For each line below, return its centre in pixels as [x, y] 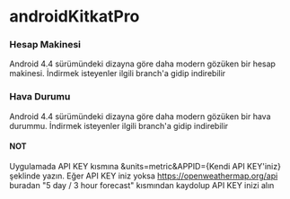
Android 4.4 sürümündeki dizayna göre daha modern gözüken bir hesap [143, 64]
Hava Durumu [40, 97]
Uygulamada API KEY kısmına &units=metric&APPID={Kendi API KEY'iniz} [145, 166]
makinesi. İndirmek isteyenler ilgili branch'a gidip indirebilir [118, 74]
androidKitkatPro [75, 17]
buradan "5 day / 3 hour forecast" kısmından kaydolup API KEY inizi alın [142, 185]
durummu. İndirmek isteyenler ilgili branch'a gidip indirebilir [119, 125]
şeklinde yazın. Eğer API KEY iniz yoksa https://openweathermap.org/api [144, 176]
